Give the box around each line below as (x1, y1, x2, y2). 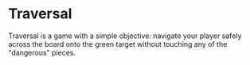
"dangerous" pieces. (8, 48, 76, 57)
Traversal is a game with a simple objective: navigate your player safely (8, 31, 242, 40)
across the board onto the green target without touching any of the (8, 39, 228, 48)
